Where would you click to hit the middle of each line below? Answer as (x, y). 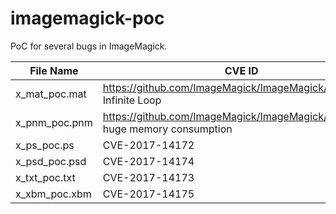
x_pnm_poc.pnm (54, 122)
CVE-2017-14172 (148, 145)
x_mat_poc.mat (51, 94)
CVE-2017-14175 (148, 194)
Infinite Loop (132, 100)
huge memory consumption (167, 129)
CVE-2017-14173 (148, 177)
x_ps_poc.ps (45, 145)
